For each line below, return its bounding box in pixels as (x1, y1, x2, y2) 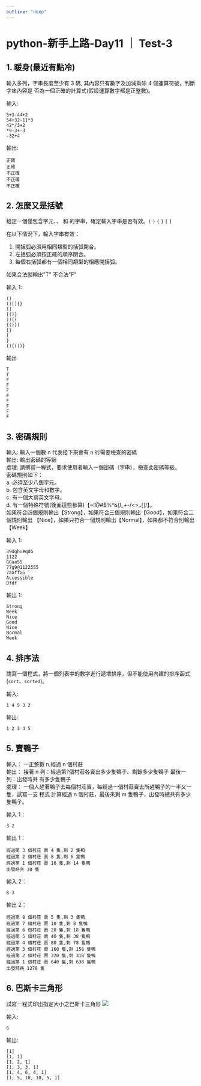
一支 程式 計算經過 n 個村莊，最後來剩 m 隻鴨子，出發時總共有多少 (26, 790, 191, 797)
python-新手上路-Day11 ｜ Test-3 (6, 37, 173, 50)
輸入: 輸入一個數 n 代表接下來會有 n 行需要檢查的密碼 (6, 449, 137, 456)
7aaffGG (6, 569, 26, 576)
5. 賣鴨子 (6, 743, 39, 753)
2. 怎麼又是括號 (6, 201, 63, 211)
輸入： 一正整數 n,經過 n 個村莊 (6, 760, 83, 767)
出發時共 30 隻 (6, 867, 40, 873)
